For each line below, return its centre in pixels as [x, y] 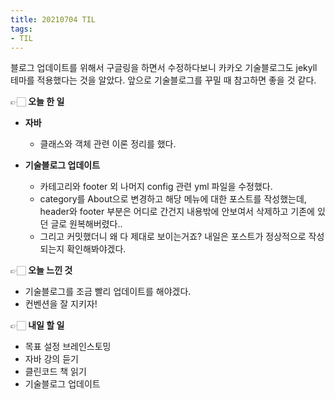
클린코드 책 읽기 [55, 372]
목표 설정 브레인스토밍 [68, 347]
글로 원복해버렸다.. [86, 224]
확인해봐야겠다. [96, 249]
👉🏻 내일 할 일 [37, 325]
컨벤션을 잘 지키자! [61, 304]
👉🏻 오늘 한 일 [37, 102]
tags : [21, 29]
